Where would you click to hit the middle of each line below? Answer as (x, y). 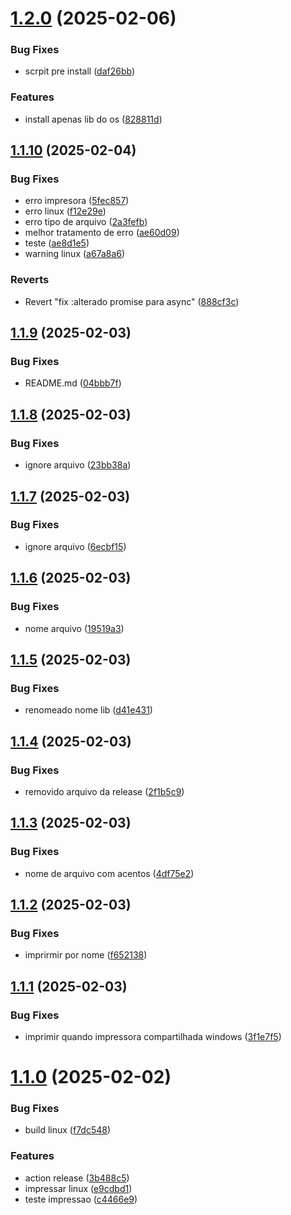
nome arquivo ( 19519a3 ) (74, 628)
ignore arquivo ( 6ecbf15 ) (75, 546)
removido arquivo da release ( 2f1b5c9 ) (104, 791)
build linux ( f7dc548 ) (68, 1130)
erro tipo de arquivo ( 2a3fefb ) (86, 222)
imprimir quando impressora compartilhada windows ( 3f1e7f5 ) (153, 1036)
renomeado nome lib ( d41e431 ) (88, 710)
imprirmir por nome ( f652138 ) (86, 955)
